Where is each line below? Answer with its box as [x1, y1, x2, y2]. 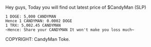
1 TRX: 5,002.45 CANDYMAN [5, 23, 61, 28]
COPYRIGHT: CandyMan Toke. [5, 36, 70, 42]
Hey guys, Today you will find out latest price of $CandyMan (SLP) [5, 5, 146, 10]
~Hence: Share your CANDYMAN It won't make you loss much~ [5, 27, 135, 32]
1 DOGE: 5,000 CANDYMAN [5, 14, 56, 19]
